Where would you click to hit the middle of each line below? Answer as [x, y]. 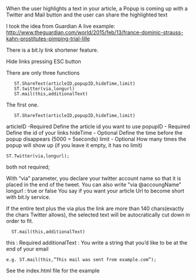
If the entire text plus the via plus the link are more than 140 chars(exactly [95, 209]
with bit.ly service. [28, 197]
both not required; [28, 167]
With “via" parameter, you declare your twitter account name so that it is [94, 178]
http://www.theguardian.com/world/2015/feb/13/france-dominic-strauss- [95, 32]
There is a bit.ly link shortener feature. [52, 50]
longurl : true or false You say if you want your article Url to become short [95, 191]
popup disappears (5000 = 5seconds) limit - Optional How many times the [96, 139]
